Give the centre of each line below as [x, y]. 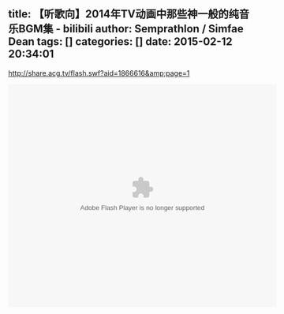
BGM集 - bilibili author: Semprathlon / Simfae [131, 29]
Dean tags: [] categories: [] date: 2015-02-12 [120, 42]
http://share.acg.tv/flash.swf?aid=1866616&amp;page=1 [99, 73]
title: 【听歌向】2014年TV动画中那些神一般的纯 [123, 14]
